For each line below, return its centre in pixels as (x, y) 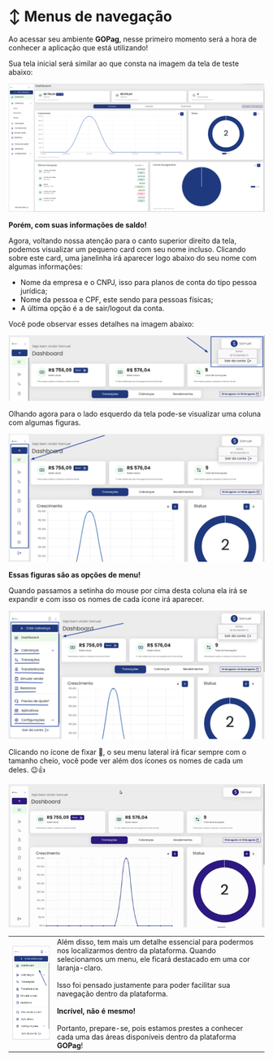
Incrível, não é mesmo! (96, 1011)
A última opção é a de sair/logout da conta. (92, 308)
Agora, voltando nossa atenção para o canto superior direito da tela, (123, 240)
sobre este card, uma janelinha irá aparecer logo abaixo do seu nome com (133, 258)
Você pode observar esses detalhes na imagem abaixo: (101, 323)
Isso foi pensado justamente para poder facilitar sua (143, 985)
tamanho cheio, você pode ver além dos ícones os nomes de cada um (126, 760)
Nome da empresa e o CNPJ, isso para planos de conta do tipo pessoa (139, 282)
